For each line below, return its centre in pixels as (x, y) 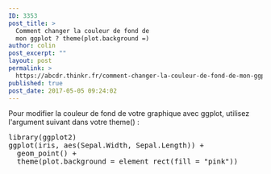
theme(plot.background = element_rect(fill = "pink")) (127, 162)
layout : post (30, 61)
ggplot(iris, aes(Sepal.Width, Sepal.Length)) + (106, 145)
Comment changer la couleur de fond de (83, 31)
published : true (35, 83)
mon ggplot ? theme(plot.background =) (83, 38)
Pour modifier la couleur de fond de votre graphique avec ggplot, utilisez (129, 114)
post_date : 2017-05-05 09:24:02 (63, 91)
